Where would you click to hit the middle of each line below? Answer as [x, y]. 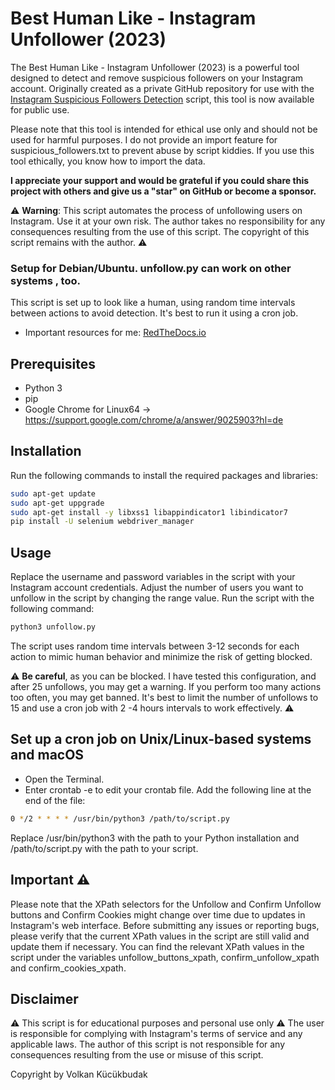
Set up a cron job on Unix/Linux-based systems [161, 739]
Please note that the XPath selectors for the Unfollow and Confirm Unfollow [166, 904]
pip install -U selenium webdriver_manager [102, 522]
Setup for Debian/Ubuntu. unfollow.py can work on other [151, 268]
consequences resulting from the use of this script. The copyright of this [160, 231]
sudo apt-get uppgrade [57, 503]
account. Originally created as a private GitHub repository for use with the [162, 88]
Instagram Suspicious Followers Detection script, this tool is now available [162, 99]
